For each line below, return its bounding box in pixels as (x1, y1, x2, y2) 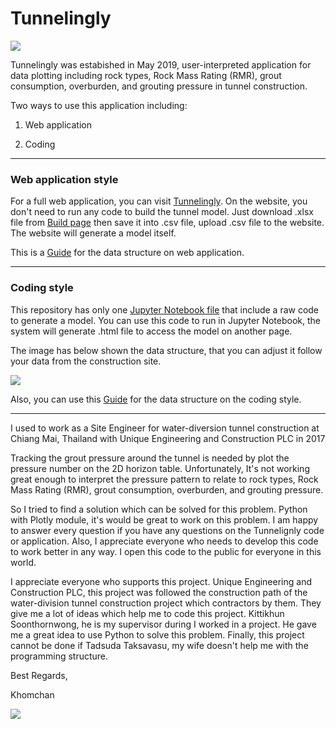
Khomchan (10, 688, 55, 701)
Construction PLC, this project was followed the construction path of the (10, 586, 308, 598)
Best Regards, (10, 669, 68, 681)
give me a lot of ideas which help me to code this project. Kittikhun (10, 607, 285, 619)
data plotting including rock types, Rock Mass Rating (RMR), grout (10, 69, 282, 81)
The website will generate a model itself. (10, 227, 177, 239)
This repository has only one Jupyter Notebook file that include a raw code (10, 303, 320, 316)
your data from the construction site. (10, 355, 162, 367)
